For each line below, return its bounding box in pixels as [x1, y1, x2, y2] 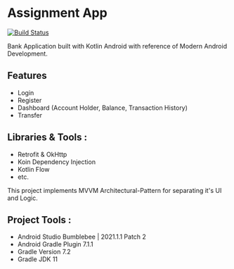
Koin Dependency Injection [17, 157, 96, 166]
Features [7, 70, 47, 82]
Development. [7, 49, 48, 58]
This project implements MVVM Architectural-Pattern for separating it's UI [7, 186, 222, 194]
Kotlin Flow [17, 165, 50, 173]
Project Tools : [7, 213, 72, 226]
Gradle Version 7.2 [17, 248, 71, 256]
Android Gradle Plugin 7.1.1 [17, 240, 93, 249]
